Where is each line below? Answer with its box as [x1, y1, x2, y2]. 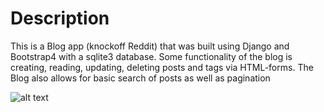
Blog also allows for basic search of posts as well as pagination [10, 72, 271, 84]
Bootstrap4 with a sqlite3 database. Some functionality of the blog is [10, 50, 293, 62]
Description [10, 7, 110, 30]
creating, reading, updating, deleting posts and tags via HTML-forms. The [10, 61, 314, 73]
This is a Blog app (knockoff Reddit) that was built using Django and [10, 40, 290, 52]
